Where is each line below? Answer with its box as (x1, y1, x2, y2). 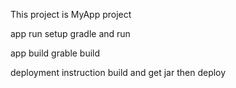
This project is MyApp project (10, 9, 132, 20)
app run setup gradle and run (10, 28, 131, 39)
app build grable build (10, 47, 101, 59)
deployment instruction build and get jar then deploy (10, 67, 227, 78)
